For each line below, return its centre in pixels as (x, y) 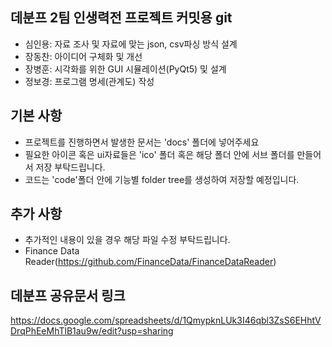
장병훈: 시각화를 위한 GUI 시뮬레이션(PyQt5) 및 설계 (125, 69)
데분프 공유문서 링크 (68, 295)
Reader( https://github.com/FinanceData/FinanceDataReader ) (150, 262)
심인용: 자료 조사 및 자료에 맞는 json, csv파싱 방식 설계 (131, 44)
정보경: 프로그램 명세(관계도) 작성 (89, 81)
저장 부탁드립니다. (70, 167)
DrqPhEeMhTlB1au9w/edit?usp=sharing (92, 331)
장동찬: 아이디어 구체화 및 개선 (83, 56)
